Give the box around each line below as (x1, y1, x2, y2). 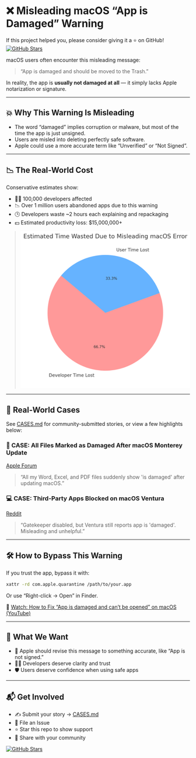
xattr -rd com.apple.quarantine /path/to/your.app (6, 581, 132, 587)
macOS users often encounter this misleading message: (6, 56, 141, 63)
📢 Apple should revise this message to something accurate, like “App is (14, 647, 185, 654)
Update (6, 449, 27, 457)
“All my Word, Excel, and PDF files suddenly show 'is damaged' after (20, 473, 185, 480)
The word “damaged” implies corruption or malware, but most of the (14, 123, 179, 130)
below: (6, 426, 22, 434)
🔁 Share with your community (14, 734, 86, 742)
